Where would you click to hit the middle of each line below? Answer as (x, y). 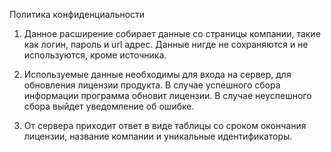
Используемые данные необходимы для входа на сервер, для (157, 74)
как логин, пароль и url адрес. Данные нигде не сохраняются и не (166, 44)
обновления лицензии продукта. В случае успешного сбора (152, 85)
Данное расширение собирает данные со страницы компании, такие (172, 33)
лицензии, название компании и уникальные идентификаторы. (158, 136)
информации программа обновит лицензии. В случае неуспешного (167, 95)
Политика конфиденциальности (77, 14)
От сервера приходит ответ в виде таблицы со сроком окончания (165, 125)
